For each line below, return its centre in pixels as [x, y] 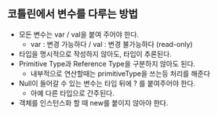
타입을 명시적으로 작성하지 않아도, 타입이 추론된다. [95, 54]
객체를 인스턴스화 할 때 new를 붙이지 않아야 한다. [93, 102]
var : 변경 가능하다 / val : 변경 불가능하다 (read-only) [111, 44]
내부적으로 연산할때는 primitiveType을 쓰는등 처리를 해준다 [120, 74]
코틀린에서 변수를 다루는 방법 [73, 14]
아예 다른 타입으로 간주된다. [72, 93]
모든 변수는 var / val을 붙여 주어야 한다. [78, 34]
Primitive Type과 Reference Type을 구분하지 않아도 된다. [107, 63]
